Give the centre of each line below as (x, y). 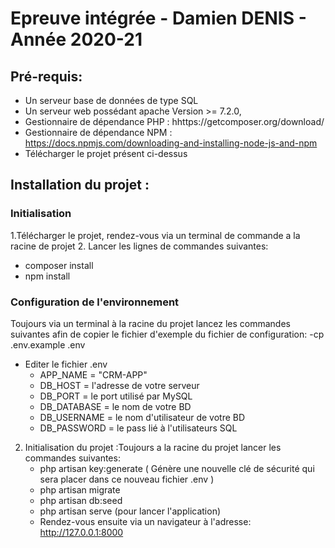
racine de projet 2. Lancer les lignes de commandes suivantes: (139, 246)
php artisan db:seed (81, 500)
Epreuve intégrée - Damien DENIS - (158, 18)
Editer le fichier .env (66, 364)
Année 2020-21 (76, 39)
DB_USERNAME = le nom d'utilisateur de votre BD (142, 417)
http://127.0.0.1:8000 (81, 532)
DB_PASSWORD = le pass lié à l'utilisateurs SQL (138, 428)
